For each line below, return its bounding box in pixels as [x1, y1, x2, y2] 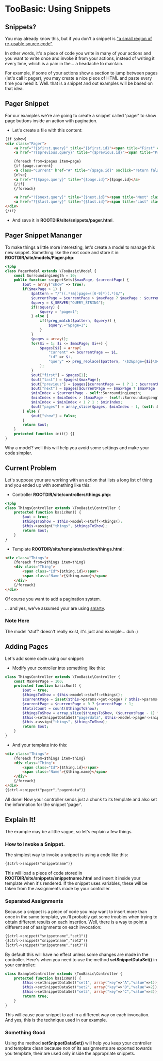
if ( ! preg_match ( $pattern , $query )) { [39, 318, 116, 323]
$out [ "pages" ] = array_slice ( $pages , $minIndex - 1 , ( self [31, 404, 153, 409]
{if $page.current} [14, 164, 53, 168]
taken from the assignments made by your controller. [5, 885, 111, 891]
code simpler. [5, 450, 33, 456]
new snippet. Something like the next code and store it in [5, 249, 119, 255]
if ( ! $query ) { [31, 305, 60, 310]
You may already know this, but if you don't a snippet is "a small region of [5, 36, 152, 41]
